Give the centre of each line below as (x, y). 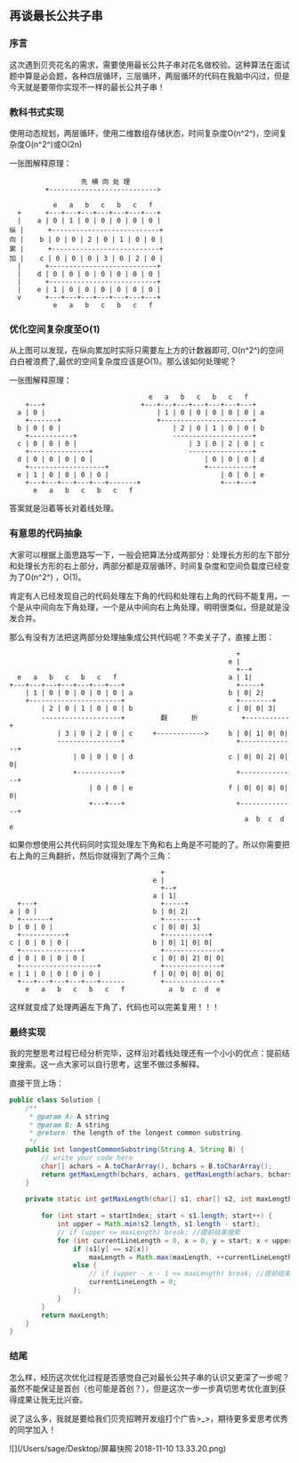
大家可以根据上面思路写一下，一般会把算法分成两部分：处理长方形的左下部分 (149, 554)
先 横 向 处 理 (105, 182)
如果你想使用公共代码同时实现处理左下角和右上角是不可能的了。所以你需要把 (149, 845)
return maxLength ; (75, 1315)
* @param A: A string (69, 1116)
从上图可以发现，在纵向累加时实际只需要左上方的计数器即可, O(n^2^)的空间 (146, 351)
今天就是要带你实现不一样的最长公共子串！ (87, 86)
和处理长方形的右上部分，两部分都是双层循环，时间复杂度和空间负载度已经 (145, 566)
